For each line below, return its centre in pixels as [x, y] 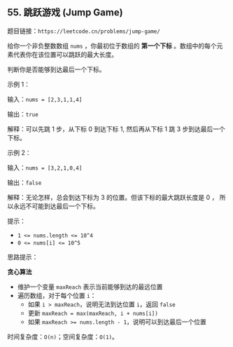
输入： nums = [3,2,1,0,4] [45, 168]
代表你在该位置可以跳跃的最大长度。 [65, 54]
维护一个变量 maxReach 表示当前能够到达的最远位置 [90, 287]
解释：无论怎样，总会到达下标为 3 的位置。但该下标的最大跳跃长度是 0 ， [113, 197]
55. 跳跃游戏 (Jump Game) [65, 13]
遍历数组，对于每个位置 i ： [57, 295]
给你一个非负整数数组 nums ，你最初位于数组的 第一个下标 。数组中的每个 [112, 46]
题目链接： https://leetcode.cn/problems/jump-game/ [84, 31]
